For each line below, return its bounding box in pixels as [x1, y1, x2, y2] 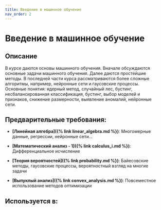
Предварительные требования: [5, 115, 107, 124]
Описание [5, 52, 37, 61]
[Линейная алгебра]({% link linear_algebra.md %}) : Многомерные [12, 128, 151, 134]
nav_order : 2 [5, 12, 32, 17]
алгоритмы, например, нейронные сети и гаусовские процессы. [5, 81, 140, 86]
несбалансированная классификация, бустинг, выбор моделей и [5, 91, 140, 97]
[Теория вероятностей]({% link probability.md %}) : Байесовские [12, 158, 148, 164]
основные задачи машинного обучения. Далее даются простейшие [5, 70, 146, 76]
